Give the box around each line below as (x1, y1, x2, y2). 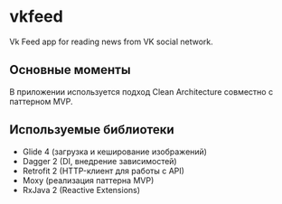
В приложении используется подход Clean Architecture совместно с (9, 86, 274, 97)
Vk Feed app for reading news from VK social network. (9, 36, 214, 47)
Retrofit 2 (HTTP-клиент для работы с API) (22, 165, 185, 176)
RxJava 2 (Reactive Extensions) (22, 184, 141, 195)
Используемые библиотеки (9, 122, 174, 137)
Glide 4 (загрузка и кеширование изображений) (22, 146, 208, 157)
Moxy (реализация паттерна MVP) (22, 174, 155, 186)
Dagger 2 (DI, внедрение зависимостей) (22, 155, 178, 166)
